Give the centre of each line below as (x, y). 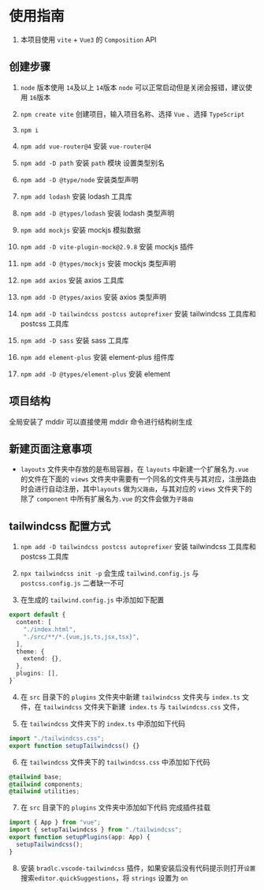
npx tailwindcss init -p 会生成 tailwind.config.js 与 (110, 574)
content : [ (34, 623)
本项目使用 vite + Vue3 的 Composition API (88, 39)
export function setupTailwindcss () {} (74, 746)
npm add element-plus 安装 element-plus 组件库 (97, 357)
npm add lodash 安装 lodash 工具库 (76, 196)
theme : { (30, 652)
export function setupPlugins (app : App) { (80, 837)
